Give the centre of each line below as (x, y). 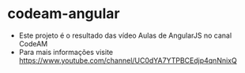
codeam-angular (64, 14)
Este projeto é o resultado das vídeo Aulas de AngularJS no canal (125, 35)
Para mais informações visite (66, 52)
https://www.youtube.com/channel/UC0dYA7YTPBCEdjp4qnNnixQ (128, 60)
